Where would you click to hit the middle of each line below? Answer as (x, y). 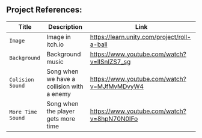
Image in (59, 37)
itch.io (55, 44)
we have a (61, 79)
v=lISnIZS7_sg (110, 61)
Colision (22, 79)
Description (65, 26)
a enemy (59, 94)
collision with (65, 86)
